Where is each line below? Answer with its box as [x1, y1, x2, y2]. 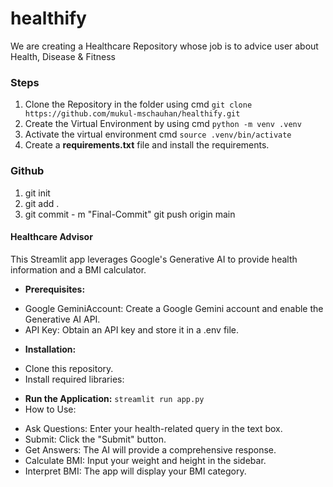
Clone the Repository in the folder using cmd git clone [24, 98, 253, 111]
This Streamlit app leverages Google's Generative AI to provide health [10, 253, 298, 265]
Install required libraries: [24, 373, 125, 385]
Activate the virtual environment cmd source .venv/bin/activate [24, 128, 292, 141]
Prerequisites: [24, 283, 86, 295]
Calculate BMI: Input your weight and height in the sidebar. [24, 454, 267, 466]
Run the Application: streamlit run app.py [24, 392, 205, 404]
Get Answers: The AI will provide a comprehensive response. [24, 443, 277, 456]
